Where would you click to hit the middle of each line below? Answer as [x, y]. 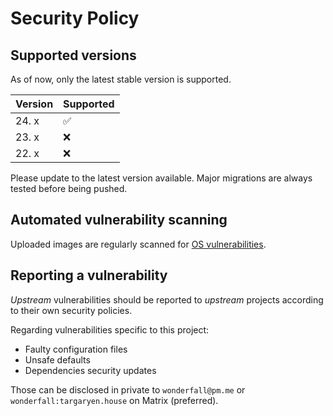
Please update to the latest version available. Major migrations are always [161, 178]
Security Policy [75, 18]
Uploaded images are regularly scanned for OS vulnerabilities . [138, 244]
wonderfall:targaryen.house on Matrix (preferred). [114, 400]
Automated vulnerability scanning [119, 220]
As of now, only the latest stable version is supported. [121, 79]
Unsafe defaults [57, 359]
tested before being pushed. [69, 188]
